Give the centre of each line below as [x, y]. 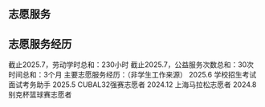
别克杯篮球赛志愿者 [40, 95]
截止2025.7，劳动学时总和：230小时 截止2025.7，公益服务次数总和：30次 [131, 65]
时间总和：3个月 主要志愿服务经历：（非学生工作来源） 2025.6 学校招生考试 [132, 75]
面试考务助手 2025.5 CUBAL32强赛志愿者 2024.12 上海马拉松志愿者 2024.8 [132, 85]
